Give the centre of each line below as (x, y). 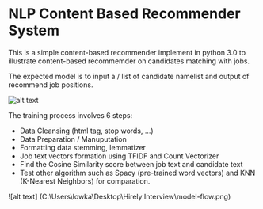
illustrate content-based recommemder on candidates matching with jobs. (129, 61)
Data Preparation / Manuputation (73, 139)
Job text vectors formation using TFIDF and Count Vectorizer (119, 156)
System (34, 30)
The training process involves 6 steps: (71, 115)
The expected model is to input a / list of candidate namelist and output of (129, 76)
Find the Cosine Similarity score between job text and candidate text (131, 164)
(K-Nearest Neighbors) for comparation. (85, 181)
